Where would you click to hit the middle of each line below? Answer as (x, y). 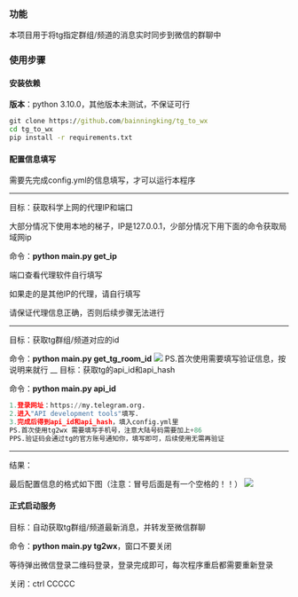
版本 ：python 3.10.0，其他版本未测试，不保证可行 (100, 105)
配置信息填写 (32, 159)
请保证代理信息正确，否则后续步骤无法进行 (87, 313)
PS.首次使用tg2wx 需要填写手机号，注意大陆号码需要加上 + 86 (106, 430)
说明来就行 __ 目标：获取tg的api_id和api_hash (92, 370)
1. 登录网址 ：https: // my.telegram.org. (78, 405)
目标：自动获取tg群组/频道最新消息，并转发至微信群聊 (108, 527)
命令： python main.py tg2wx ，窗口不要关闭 (90, 546)
